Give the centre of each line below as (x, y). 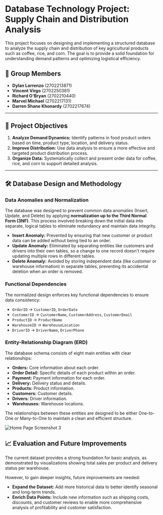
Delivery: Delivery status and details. (49, 383)
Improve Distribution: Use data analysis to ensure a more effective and (83, 148)
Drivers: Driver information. (40, 399)
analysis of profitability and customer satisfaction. (62, 507)
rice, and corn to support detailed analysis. (55, 163)
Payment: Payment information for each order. (59, 378)
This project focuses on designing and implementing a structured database (80, 43)
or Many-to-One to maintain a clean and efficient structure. (73, 418)
